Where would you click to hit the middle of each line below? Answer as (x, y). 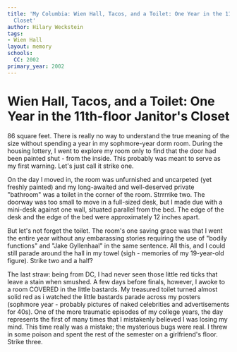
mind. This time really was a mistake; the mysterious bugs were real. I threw (117, 327)
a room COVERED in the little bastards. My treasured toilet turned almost (113, 289)
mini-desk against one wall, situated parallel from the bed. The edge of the (116, 210)
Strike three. (25, 341)
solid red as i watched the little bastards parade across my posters (104, 296)
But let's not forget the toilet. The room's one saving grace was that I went (115, 231)
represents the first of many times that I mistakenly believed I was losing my (117, 319)
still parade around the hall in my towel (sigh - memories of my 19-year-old (116, 253)
